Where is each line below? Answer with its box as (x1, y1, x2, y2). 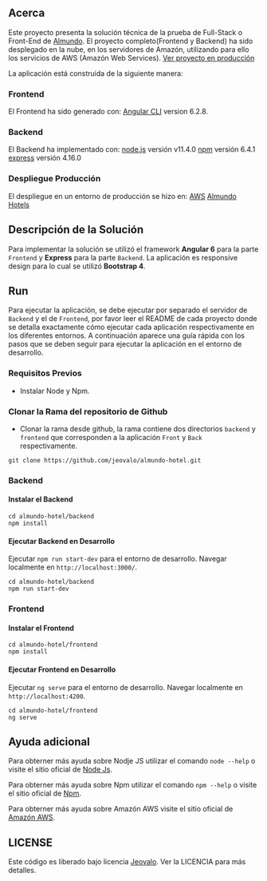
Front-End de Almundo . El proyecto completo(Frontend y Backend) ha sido (8, 36, 253, 46)
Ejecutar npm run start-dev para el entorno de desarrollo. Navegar (8, 554, 227, 564)
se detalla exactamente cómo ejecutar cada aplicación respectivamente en (8, 323, 255, 332)
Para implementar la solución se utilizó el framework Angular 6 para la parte (8, 244, 259, 254)
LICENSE (8, 835, 53, 849)
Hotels (8, 200, 30, 209)
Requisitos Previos (8, 367, 82, 379)
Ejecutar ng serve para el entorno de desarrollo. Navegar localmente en (8, 682, 243, 692)
